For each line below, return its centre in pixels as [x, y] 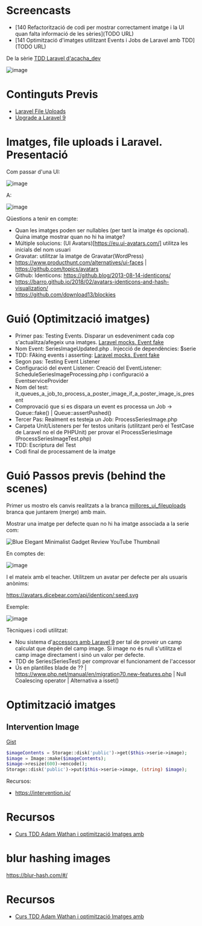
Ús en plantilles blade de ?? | [51, 667]
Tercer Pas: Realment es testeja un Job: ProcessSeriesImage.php [96, 419]
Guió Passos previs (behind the [86, 476]
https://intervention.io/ [43, 793]
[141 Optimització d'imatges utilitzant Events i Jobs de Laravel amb [98, 40]
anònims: [17, 583]
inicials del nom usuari [43, 249]
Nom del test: [32, 387]
